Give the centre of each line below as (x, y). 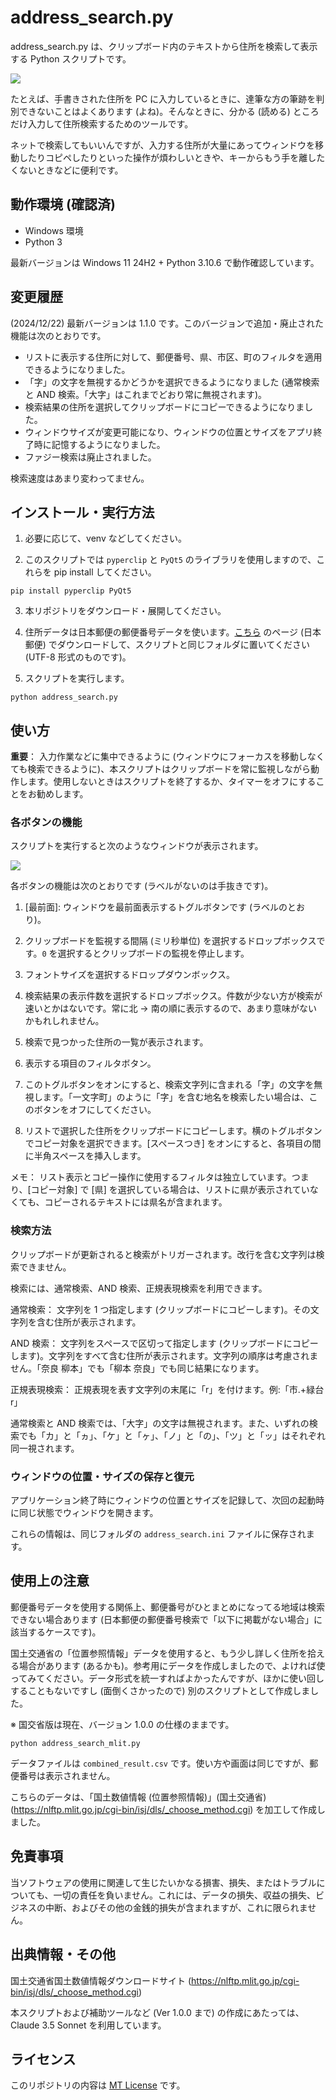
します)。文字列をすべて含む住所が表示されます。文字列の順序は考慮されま (164, 1355)
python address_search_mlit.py (75, 1743)
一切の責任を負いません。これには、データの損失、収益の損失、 (185, 1895)
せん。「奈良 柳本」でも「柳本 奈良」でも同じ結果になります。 (137, 1368)
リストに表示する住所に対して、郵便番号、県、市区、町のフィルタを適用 (173, 357)
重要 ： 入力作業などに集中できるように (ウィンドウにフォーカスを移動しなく (167, 757)
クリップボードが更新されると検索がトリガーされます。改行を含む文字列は (163, 1254)
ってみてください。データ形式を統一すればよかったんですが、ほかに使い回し (167, 1678)
